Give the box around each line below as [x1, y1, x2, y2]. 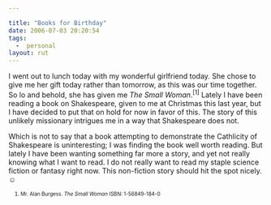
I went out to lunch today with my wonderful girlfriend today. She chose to [8, 71, 256, 81]
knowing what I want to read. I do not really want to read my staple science [8, 157, 260, 167]
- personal [15, 41, 57, 49]
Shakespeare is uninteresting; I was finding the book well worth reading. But [8, 139, 263, 150]
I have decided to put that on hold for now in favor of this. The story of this [8, 107, 258, 117]
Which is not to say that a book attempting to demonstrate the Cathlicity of [8, 131, 258, 141]
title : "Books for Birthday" [8, 19, 107, 27]
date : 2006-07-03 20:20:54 [8, 26, 100, 35]
